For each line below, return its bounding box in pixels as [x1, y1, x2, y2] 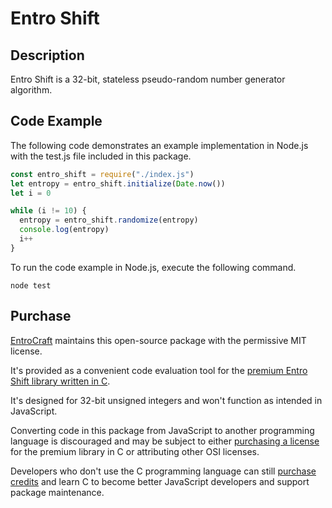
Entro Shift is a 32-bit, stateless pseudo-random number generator [10, 73, 286, 85]
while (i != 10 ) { [10, 206, 87, 216]
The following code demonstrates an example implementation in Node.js [10, 139, 309, 151]
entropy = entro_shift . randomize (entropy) [19, 215, 199, 226]
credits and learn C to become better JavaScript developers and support [10, 475, 310, 487]
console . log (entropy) [19, 225, 110, 235]
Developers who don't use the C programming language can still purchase [10, 465, 317, 477]
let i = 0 [10, 188, 52, 198]
